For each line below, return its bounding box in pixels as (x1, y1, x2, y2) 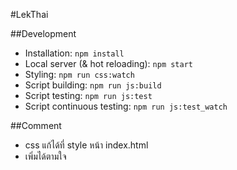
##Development (10, 28, 77, 39)
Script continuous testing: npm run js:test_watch (24, 100, 228, 112)
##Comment (10, 120, 62, 131)
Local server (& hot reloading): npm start (24, 58, 194, 69)
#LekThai (10, 9, 49, 20)
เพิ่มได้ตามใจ (24, 150, 67, 162)
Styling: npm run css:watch (24, 69, 135, 80)
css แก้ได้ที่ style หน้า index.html (24, 139, 149, 151)
